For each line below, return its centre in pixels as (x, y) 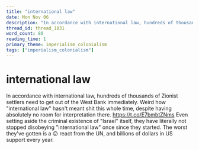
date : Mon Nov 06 (28, 17)
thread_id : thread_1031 (36, 28)
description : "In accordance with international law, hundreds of (90, 22)
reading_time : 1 (26, 39)
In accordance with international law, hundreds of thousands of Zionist (92, 96)
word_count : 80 (25, 34)
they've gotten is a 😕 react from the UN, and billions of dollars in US (89, 133)
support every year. (30, 140)
